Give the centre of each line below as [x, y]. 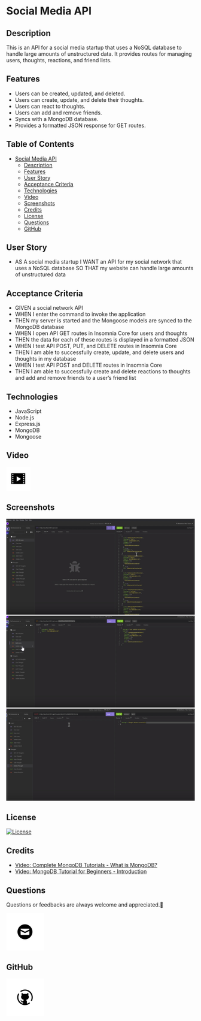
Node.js [25, 418]
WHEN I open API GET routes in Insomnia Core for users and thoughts [101, 333]
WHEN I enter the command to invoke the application [80, 314]
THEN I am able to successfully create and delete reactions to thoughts [103, 371]
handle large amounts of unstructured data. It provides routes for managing [99, 54]
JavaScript [28, 411]
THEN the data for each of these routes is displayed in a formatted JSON [104, 340]
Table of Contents [40, 144]
